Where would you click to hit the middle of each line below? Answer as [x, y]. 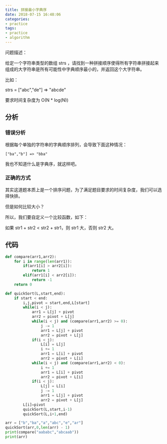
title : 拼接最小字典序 [26, 10]
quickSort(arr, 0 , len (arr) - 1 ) [38, 428]
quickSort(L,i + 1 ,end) [45, 414]
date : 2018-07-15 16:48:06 [33, 14]
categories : [17, 19]
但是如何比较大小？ [25, 206]
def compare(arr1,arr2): [31, 257]
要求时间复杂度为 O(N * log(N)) [37, 100]
